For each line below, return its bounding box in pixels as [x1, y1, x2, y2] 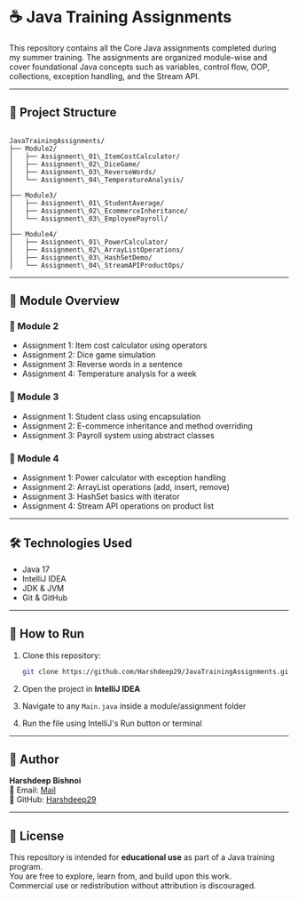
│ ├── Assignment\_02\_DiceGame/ [9, 159, 141, 169]
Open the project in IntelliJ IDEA [21, 683, 140, 694]
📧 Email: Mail [9, 784, 56, 796]
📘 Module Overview [9, 293, 120, 309]
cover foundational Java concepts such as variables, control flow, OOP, [9, 61, 271, 72]
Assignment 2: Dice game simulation [21, 350, 156, 360]
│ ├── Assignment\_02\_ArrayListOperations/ [9, 245, 184, 254]
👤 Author [9, 751, 59, 767]
